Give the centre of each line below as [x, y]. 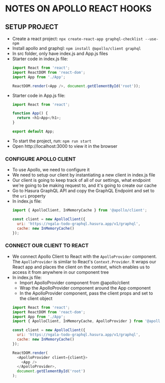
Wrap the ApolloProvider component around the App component [85, 288]
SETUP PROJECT [32, 27]
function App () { [30, 113]
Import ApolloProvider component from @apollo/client [74, 283]
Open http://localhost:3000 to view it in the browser [65, 146]
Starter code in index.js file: [40, 59]
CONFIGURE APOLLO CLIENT [41, 159]
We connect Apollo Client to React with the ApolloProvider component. [84, 256]
